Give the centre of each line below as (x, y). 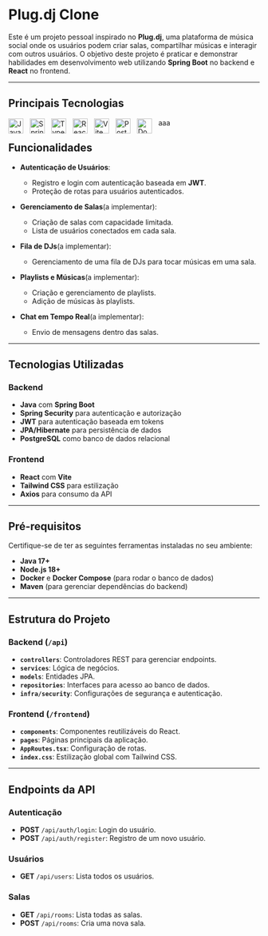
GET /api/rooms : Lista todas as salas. (81, 914)
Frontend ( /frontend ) (49, 714)
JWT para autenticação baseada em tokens (92, 422)
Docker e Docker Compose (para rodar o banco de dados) (116, 578)
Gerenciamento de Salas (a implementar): (88, 206)
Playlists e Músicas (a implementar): (79, 277)
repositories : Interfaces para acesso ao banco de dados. (114, 685)
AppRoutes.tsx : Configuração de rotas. (83, 748)
